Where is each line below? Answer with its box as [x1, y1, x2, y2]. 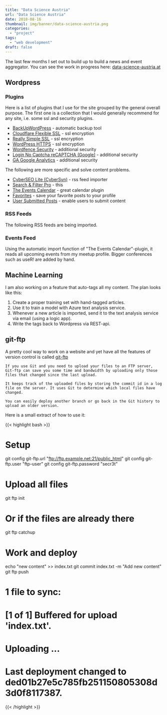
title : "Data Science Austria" [5, 7, 70, 13]
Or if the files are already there [5, 513, 134, 524]
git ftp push [5, 569, 29, 575]
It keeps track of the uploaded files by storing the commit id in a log [5, 381, 162, 386]
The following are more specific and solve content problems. [5, 167, 130, 173]
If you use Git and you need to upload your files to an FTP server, [5, 363, 153, 369]
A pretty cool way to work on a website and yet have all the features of [5, 348, 151, 354]
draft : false [5, 45, 32, 50]
